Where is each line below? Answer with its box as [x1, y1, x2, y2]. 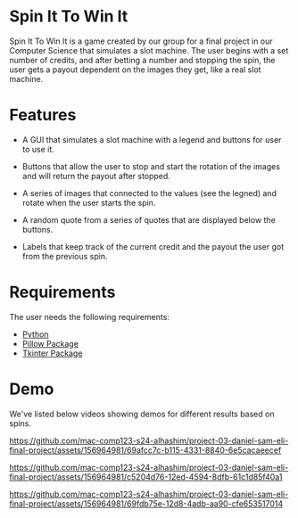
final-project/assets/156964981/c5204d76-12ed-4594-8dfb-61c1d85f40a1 [9, 471, 283, 482]
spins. [9, 417, 32, 429]
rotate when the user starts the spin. [21, 197, 156, 208]
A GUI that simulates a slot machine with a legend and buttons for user [21, 134, 282, 144]
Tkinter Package [21, 348, 83, 358]
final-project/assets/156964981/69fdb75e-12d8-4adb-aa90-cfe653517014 [9, 497, 284, 509]
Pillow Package [21, 338, 79, 349]
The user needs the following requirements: [9, 311, 170, 322]
